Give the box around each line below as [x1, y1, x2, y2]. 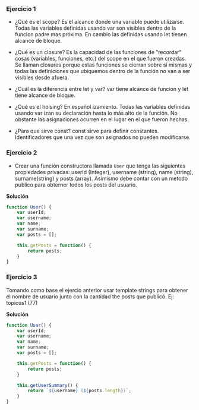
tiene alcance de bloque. [14, 92, 75, 99]
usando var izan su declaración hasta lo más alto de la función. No [14, 109, 178, 117]
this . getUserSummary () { [17, 382, 78, 388]
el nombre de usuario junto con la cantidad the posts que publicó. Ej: [6, 293, 174, 300]
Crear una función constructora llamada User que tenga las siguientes [14, 162, 186, 169]
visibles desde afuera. [14, 74, 70, 81]
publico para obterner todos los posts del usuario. [14, 181, 138, 188]
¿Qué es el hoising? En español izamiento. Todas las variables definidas [14, 103, 191, 111]
